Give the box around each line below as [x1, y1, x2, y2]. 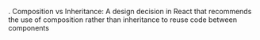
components [8, 24, 50, 32]
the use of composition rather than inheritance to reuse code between [8, 15, 238, 24]
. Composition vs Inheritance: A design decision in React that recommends [8, 7, 252, 16]
